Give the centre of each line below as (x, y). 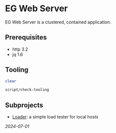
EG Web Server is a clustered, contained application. (58, 22)
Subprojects (24, 105)
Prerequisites (26, 37)
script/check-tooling (27, 90)
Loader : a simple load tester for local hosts (55, 117)
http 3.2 (20, 49)
